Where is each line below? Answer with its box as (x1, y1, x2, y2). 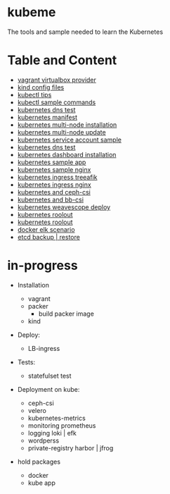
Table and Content (7, 52, 117, 68)
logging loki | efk (27, 428, 77, 437)
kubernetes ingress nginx (17, 180, 91, 189)
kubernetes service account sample (17, 135, 122, 144)
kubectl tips (17, 90, 52, 99)
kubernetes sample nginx (17, 165, 91, 173)
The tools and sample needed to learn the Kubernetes (7, 27, 164, 36)
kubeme (7, 4, 56, 20)
